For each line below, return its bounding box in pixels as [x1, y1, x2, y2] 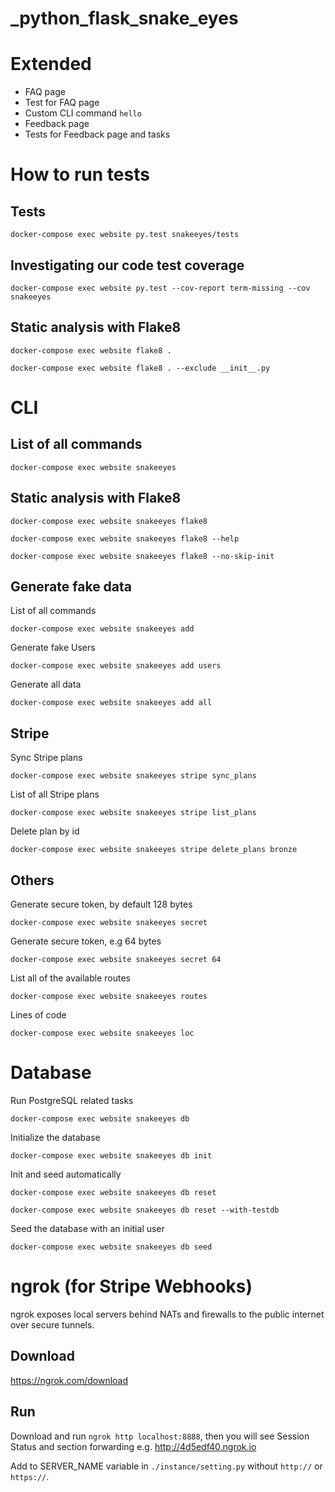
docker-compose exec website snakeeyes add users [10, 661, 222, 671]
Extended [10, 53, 92, 76]
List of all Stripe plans [10, 788, 100, 801]
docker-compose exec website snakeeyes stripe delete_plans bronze [10, 845, 298, 855]
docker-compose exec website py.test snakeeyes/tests [10, 230, 240, 240]
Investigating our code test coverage [10, 257, 245, 274]
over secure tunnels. [10, 1318, 95, 1331]
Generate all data [10, 678, 82, 691]
